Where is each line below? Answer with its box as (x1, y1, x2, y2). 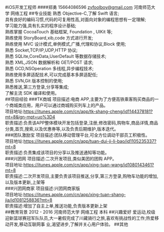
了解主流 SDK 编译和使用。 (5, 90, 60, 96)
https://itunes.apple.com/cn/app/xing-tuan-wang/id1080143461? (23, 162, 154, 168)
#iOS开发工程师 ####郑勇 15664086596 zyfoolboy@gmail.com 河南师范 (5, 4, 151, 10)
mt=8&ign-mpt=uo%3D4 (5, 114, 55, 120)
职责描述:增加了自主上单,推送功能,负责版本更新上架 (5, 203, 108, 208)
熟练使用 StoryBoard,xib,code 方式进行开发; (5, 35, 94, 41)
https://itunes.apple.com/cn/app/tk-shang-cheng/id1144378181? (23, 108, 153, 114)
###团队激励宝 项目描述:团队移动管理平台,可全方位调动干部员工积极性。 (5, 132, 150, 138)
